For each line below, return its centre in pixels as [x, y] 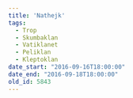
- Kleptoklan [37, 60]
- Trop [26, 30]
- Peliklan [33, 52]
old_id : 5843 [30, 81]
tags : [17, 23]
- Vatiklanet [37, 45]
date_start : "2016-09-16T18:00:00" [67, 67]
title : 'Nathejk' [37, 15]
